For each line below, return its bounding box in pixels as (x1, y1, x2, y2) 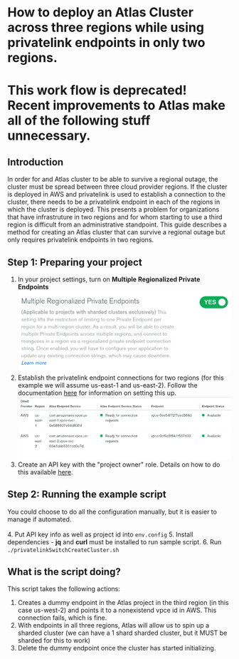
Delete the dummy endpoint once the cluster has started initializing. (17, 644, 216, 653)
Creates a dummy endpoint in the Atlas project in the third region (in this (17, 598, 229, 607)
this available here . (17, 467, 73, 476)
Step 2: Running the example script (7, 489, 166, 501)
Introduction (7, 156, 64, 168)
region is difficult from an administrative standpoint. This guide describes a (7, 220, 228, 229)
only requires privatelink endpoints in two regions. (7, 236, 154, 244)
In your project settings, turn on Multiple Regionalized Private (17, 275, 201, 284)
